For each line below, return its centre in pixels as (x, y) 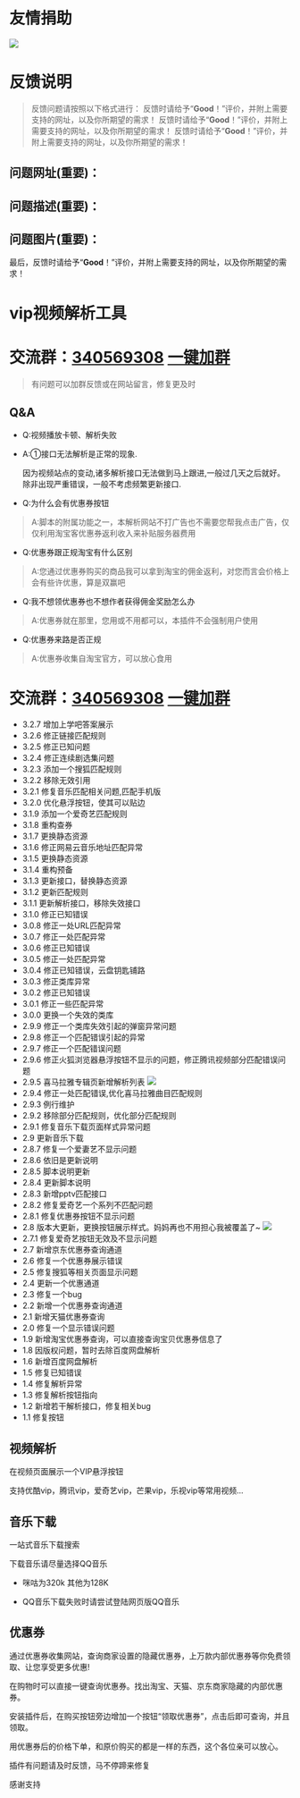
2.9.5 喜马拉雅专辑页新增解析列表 (83, 1082)
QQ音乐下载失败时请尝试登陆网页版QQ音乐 (101, 1601)
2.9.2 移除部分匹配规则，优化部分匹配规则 (99, 1116)
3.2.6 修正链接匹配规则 (64, 736)
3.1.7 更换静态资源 (55, 836)
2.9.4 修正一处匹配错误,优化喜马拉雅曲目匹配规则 (112, 1093)
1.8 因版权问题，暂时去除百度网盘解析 (91, 1350)
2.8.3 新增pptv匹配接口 (64, 1194)
